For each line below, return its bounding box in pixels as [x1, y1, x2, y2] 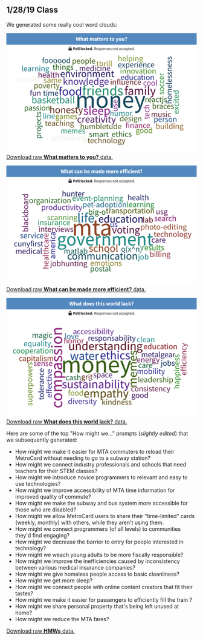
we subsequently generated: [6, 436, 77, 443]
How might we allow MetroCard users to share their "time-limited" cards [14, 512, 195, 519]
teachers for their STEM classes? [14, 467, 98, 474]
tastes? [14, 590, 33, 597]
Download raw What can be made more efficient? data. [6, 285, 146, 293]
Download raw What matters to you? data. [6, 153, 113, 160]
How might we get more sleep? [14, 576, 92, 584]
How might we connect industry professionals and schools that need [14, 460, 187, 468]
